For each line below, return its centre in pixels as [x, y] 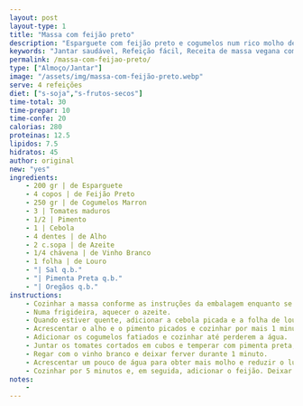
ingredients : [34, 177]
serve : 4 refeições [46, 85]
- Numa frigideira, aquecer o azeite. [98, 312]
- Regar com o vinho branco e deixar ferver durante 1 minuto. [147, 354]
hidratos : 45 [34, 152]
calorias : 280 [36, 127]
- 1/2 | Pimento [56, 219]
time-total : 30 [38, 102]
